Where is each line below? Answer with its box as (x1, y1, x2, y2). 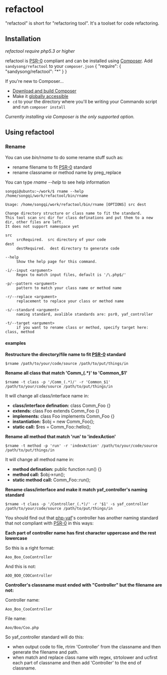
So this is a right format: (5, 545, 54, 551)
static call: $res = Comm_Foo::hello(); (12, 424, 91, 430)
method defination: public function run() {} (12, 466, 102, 472)
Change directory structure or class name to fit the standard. (5, 211, 142, 216)
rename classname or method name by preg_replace (12, 170, 121, 176)
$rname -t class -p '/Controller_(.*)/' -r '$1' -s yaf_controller (5, 501, 149, 506)
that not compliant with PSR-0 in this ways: (5, 520, 94, 526)
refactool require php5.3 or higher (5, 48, 75, 54)
